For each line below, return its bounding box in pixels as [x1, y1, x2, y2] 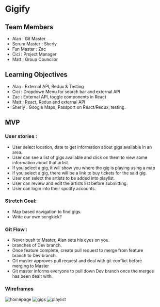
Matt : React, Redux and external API [12, 99, 86, 105]
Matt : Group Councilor [12, 57, 58, 62]
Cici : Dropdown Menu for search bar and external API [12, 89, 120, 95]
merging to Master [12, 263, 49, 269]
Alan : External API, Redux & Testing [12, 83, 84, 89]
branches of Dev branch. [12, 242, 62, 248]
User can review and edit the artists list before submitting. [12, 180, 128, 186]
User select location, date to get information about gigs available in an [12, 144, 152, 150]
